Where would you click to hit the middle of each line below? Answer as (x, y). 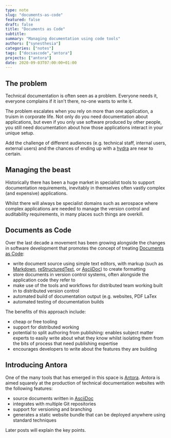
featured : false (23, 20)
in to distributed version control (46, 291)
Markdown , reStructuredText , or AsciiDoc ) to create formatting (79, 269)
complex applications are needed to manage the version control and (78, 208)
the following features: (29, 388)
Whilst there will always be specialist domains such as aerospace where (82, 203)
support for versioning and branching (52, 409)
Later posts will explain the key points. (46, 430)
